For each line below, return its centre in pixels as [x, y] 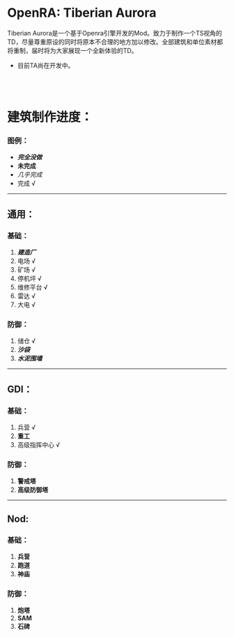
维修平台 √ [32, 287]
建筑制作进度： [50, 117]
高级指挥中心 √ [39, 445]
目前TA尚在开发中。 [46, 65]
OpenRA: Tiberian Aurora [82, 13]
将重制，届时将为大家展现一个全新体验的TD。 [72, 50]
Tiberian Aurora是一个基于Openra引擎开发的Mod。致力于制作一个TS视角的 [115, 33]
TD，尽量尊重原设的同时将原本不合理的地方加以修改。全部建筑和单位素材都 [115, 42]
